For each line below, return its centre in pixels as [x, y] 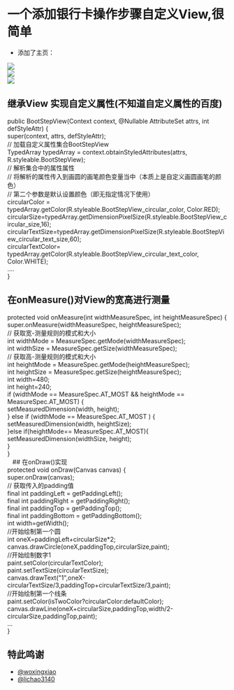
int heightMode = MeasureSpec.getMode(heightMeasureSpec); [98, 364]
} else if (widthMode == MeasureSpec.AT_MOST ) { [81, 416]
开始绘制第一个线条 [39, 593]
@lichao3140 [36, 680]
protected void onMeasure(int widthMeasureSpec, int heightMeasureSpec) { [117, 317]
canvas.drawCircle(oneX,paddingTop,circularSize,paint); [88, 547]
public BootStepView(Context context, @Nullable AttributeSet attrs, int [108, 121]
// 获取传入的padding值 [41, 485]
